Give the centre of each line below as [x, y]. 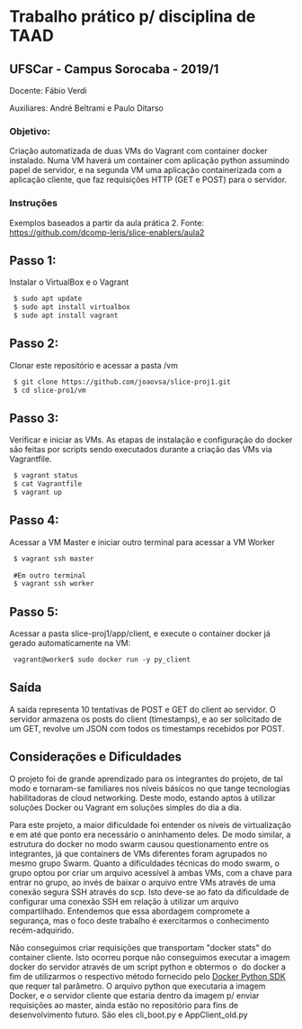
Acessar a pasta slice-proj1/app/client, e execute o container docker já [140, 633]
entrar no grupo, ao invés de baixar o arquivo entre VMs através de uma [142, 882]
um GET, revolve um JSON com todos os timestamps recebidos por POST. [147, 728]
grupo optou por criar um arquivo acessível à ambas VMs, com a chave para [151, 872]
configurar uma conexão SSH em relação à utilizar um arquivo [124, 901]
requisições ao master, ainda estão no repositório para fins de [124, 1005]
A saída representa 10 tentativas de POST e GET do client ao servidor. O [142, 709]
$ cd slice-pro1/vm [50, 390]
